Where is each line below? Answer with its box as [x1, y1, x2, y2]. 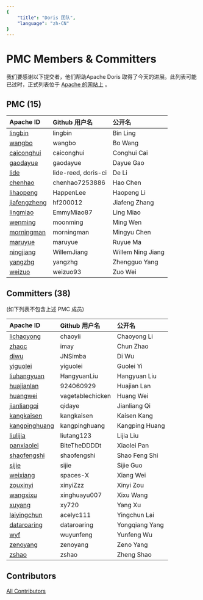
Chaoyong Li [116, 332, 154, 341]
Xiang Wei [116, 471, 146, 479]
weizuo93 [52, 268, 82, 276]
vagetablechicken [60, 391, 112, 400]
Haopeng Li [112, 189, 146, 197]
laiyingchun [9, 510, 43, 519]
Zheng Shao [116, 550, 152, 558]
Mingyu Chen [112, 228, 151, 236]
